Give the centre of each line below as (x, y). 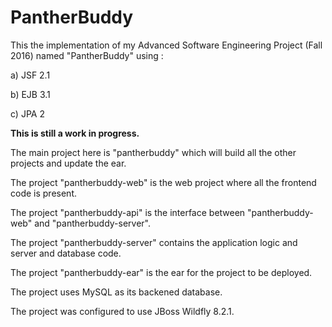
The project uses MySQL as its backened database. (116, 292)
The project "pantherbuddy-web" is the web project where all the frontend (163, 182)
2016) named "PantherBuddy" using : (87, 55)
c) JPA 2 (27, 113)
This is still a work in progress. (75, 133)
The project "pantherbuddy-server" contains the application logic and (154, 242)
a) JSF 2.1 (30, 75)
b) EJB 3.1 (30, 94)
